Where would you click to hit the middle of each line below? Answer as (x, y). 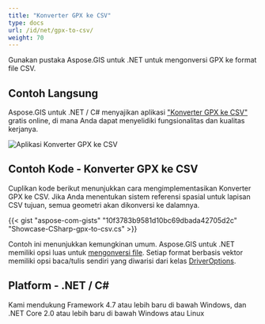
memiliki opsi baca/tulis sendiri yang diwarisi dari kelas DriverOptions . (122, 261)
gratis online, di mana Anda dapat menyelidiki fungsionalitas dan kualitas (127, 121)
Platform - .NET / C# (59, 286)
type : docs (26, 23)
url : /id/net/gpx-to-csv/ (51, 30)
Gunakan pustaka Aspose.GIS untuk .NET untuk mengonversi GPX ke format (132, 60)
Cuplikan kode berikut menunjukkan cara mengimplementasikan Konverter (130, 188)
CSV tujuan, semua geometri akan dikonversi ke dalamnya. (104, 205)
